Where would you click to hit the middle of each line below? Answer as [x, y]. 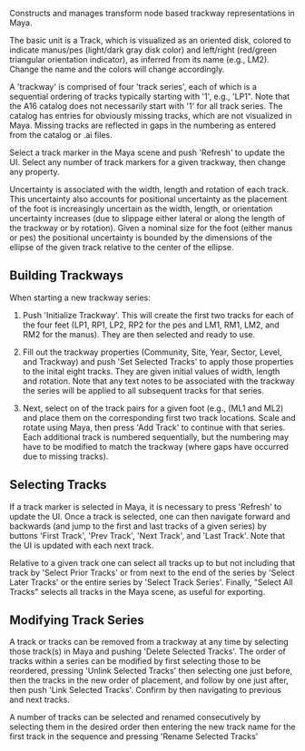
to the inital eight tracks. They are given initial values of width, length [151, 371]
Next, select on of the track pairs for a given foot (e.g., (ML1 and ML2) [153, 408]
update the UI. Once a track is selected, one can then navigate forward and [150, 516]
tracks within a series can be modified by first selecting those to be [135, 661]
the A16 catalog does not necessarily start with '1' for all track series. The [146, 106]
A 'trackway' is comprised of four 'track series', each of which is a [133, 87]
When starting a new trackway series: [80, 297]
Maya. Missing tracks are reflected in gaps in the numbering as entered [143, 125]
